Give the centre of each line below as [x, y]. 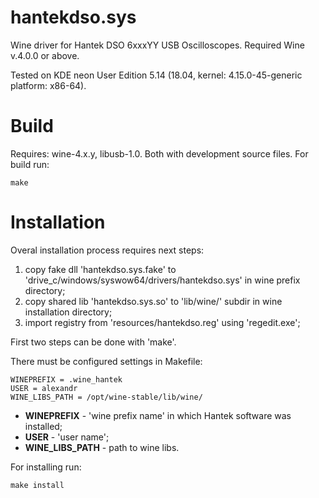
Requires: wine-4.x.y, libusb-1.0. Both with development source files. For [159, 153]
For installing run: [46, 467]
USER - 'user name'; [67, 437]
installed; [43, 426]
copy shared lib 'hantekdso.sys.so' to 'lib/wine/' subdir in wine [153, 301]
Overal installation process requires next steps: [107, 250]
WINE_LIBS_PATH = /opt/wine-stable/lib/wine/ [106, 397]
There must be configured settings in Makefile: [106, 361]
